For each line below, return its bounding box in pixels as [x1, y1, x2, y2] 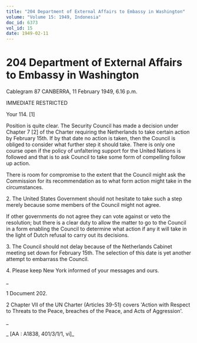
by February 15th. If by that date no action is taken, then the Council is [6, 135, 176, 142]
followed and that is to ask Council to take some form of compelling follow [6, 154, 186, 161]
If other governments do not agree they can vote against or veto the [6, 213, 171, 220]
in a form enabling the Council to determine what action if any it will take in [6, 225, 187, 233]
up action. [6, 160, 31, 167]
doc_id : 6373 [6, 19, 38, 25]
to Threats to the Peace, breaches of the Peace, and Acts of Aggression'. [6, 308, 183, 315]
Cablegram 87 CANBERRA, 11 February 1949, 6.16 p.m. [6, 88, 138, 95]
